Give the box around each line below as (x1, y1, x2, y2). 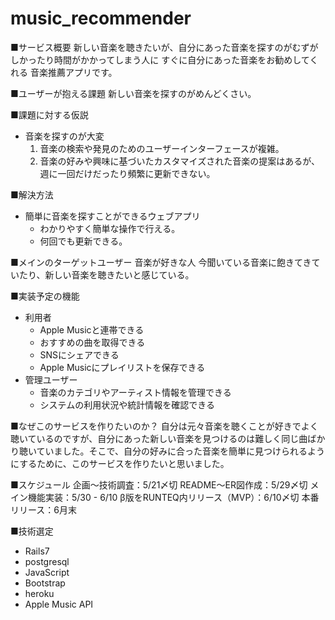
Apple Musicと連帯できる (39, 323, 145, 336)
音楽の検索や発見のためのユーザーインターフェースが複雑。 (39, 142, 285, 154)
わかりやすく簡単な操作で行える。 (39, 222, 181, 234)
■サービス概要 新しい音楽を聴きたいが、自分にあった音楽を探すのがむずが (10, 41, 319, 53)
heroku (24, 587, 55, 599)
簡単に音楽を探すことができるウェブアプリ (24, 210, 201, 222)
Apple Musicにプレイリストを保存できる (39, 361, 206, 373)
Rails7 (24, 545, 50, 557)
